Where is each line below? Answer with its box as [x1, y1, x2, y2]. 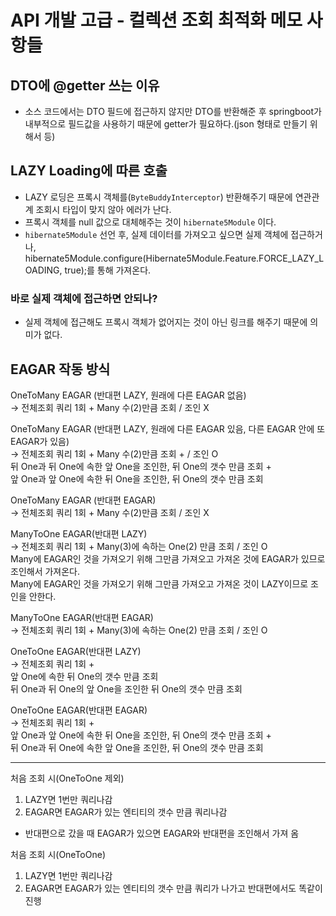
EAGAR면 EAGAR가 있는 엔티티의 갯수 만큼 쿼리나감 [24, 806, 228, 818]
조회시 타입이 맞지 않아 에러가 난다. [35, 203, 172, 215]
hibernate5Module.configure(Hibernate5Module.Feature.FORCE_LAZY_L [24, 252, 325, 264]
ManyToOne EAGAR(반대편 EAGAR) [10, 611, 154, 623]
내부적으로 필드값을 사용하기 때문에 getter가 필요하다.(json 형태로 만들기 [24, 118, 308, 130]
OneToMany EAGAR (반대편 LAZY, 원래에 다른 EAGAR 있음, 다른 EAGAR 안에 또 [10, 422, 326, 435]
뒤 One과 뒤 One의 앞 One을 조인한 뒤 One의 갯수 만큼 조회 [10, 682, 243, 695]
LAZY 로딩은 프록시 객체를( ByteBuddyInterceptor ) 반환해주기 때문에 [24, 191, 293, 203]
